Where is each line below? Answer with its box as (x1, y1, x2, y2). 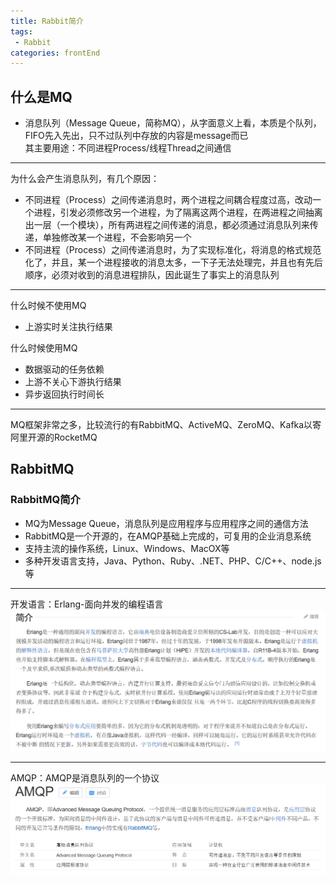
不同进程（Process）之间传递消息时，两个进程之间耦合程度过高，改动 (24, 194, 313, 206)
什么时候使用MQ (10, 342, 78, 354)
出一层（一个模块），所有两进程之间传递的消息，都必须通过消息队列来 (24, 219, 310, 231)
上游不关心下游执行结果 (24, 376, 122, 388)
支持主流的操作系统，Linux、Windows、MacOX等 (24, 542, 230, 554)
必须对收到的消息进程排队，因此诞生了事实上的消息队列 (51, 269, 280, 281)
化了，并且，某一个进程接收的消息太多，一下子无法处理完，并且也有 (24, 256, 306, 269)
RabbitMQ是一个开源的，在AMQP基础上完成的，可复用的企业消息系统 (24, 530, 312, 542)
